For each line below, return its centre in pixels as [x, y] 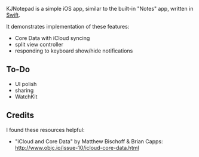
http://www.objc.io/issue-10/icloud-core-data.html [77, 147]
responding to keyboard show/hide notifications [74, 51]
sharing [24, 90]
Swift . [13, 15]
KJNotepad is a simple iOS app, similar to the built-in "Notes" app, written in [100, 9]
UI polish [26, 84]
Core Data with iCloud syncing [52, 38]
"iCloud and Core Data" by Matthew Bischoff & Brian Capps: [89, 141]
